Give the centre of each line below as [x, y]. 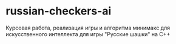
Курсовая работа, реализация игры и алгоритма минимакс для [88, 28]
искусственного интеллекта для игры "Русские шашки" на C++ [88, 34]
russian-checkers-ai [59, 11]
